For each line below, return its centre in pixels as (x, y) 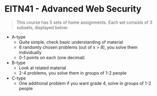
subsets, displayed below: (42, 27)
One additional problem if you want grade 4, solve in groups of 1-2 (85, 83)
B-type (18, 63)
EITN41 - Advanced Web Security (73, 9)
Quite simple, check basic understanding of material (71, 42)
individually (30, 52)
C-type (19, 78)
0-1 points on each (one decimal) (52, 57)
